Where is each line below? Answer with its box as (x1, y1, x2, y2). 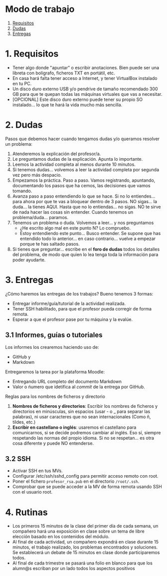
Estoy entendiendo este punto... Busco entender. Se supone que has (19, 230, 161, 236)
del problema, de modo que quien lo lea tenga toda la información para (12, 251, 159, 258)
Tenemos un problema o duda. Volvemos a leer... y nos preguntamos (12, 220, 154, 226)
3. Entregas (5, 275, 54, 286)
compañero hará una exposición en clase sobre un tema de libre (12, 528, 145, 535)
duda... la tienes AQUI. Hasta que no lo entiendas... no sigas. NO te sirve (12, 204, 161, 210)
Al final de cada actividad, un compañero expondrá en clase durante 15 (12, 539, 159, 545)
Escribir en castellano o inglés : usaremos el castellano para (12, 424, 137, 430)
